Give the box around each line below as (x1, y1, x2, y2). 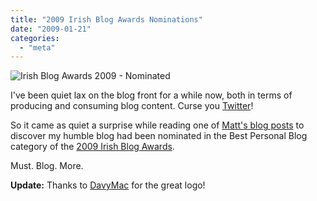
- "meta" (19, 42, 56, 53)
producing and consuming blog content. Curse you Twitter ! (10, 100, 254, 112)
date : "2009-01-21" (10, 24, 92, 34)
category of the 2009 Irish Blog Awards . (10, 141, 175, 153)
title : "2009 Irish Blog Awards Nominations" (10, 14, 203, 25)
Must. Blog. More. (10, 160, 84, 172)
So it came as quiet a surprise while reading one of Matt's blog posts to (10, 119, 305, 131)
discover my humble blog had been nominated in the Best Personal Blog (10, 130, 308, 142)
